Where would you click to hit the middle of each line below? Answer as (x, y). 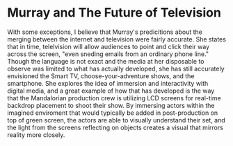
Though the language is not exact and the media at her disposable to (106, 61)
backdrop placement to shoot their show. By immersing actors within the (111, 105)
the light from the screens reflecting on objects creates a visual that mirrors (115, 127)
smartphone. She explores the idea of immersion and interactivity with (108, 83)
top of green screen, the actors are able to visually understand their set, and (116, 120)
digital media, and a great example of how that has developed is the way (111, 91)
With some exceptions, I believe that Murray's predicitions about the (105, 32)
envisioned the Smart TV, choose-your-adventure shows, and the (101, 76)
